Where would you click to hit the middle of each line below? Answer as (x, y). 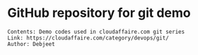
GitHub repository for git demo (99, 13)
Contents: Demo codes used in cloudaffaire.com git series (96, 32)
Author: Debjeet (31, 44)
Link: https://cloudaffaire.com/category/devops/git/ (88, 38)
